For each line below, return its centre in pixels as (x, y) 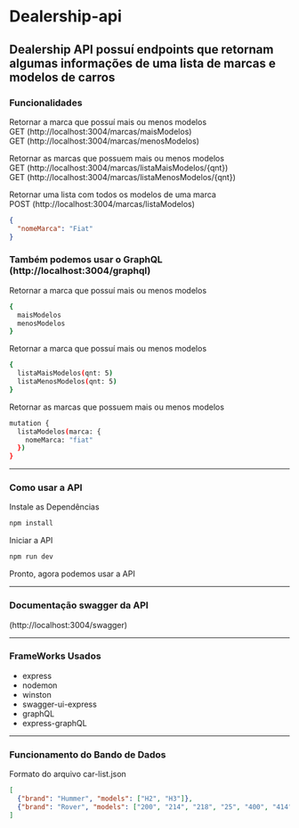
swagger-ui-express (60, 704)
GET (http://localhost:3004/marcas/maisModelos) (101, 131)
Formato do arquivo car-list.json (68, 774)
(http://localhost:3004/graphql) (80, 271)
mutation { (29, 423)
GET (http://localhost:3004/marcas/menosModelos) (105, 141)
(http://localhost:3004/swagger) (68, 625)
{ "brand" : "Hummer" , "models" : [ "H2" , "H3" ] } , (105, 799)
